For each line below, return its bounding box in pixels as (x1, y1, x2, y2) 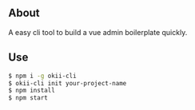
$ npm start (8, 94, 48, 102)
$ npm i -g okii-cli (8, 72, 78, 80)
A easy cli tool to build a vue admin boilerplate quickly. (8, 27, 188, 37)
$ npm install (8, 87, 56, 95)
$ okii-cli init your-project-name (8, 79, 127, 87)
